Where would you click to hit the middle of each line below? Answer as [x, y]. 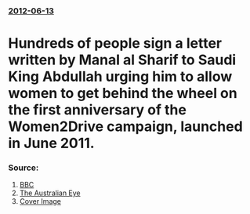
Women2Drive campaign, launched [125, 127]
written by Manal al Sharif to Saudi [122, 60]
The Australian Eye [50, 193]
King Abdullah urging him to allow [120, 77]
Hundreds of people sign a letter [115, 44]
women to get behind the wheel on [123, 94]
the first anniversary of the [97, 110]
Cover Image [40, 201]
